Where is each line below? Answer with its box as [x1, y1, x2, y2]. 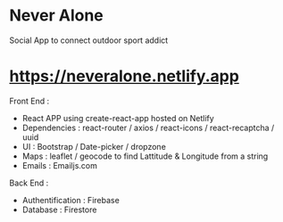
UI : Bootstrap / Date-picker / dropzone [21, 141, 167, 152]
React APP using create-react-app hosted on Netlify [21, 112, 214, 123]
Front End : [9, 95, 50, 106]
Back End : [9, 177, 49, 188]
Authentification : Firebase [21, 194, 121, 205]
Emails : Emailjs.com [21, 160, 98, 170]
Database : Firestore [21, 204, 97, 215]
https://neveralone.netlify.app [9, 66, 239, 86]
